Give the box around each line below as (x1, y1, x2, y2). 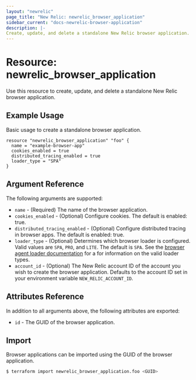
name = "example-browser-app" (11, 142, 85, 148)
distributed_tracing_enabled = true (11, 153, 101, 159)
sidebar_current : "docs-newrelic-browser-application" (6, 19, 143, 25)
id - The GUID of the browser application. (14, 318, 115, 325)
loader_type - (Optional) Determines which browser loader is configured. (14, 237, 191, 244)
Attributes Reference (6, 291, 84, 302)
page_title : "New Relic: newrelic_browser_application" (6, 14, 145, 20)
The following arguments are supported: (6, 195, 104, 202)
